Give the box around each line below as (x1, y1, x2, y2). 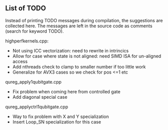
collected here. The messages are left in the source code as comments (5, 23, 152, 29)
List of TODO (5, 4, 46, 13)
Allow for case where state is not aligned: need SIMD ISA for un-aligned (12, 53, 161, 59)
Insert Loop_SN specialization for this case (12, 118, 102, 125)
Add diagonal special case (12, 94, 68, 100)
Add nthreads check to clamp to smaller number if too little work (12, 63, 146, 70)
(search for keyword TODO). (5, 28, 64, 34)
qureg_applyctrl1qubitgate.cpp (5, 103, 68, 110)
